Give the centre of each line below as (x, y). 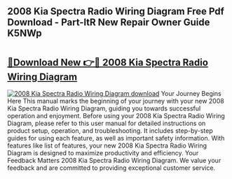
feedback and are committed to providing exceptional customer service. (111, 168)
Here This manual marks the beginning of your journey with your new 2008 (116, 101)
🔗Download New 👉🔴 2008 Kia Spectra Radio (108, 62)
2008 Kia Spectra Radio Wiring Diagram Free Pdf (116, 12)
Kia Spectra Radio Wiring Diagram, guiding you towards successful (104, 108)
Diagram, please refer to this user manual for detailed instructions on (107, 123)
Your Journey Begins (191, 93)
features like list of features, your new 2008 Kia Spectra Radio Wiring (107, 145)
